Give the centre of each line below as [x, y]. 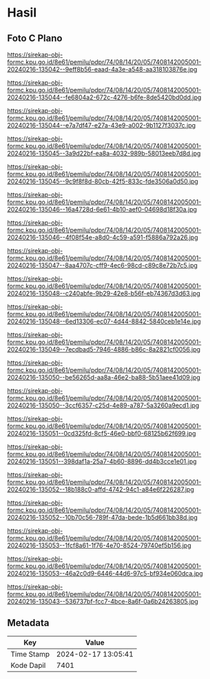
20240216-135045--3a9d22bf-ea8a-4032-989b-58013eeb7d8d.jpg [104, 153]
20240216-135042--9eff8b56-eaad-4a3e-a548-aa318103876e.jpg [102, 69]
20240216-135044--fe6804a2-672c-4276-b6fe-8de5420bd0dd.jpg [104, 97]
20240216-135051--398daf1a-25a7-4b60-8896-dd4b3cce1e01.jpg [102, 461]
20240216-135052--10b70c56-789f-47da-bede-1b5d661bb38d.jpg [103, 517]
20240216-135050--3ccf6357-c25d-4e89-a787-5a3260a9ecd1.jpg [103, 405]
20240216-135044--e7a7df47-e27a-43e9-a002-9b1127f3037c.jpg [102, 125]
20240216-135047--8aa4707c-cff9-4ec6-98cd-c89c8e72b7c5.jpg [103, 265]
